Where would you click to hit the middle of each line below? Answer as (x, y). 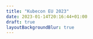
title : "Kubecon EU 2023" (37, 11)
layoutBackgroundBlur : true (40, 27)
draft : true (20, 22)
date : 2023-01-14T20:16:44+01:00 (47, 17)
